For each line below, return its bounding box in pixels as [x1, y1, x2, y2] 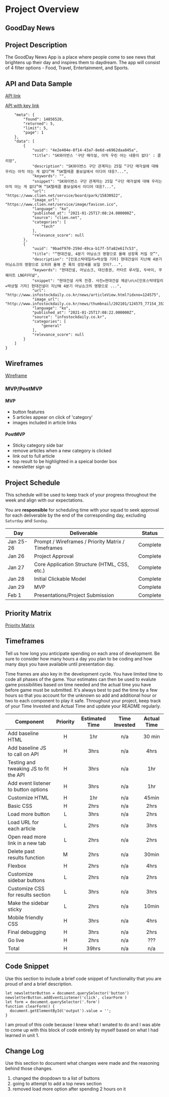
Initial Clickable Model [34, 575, 87, 582]
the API [8, 771, 25, 778]
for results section [8, 891, 51, 898]
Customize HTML [8, 794, 49, 801]
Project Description [5, 40, 67, 49]
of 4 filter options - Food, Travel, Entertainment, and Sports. [5, 65, 129, 71]
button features [12, 409, 45, 415]
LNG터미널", [17, 273, 40, 278]
